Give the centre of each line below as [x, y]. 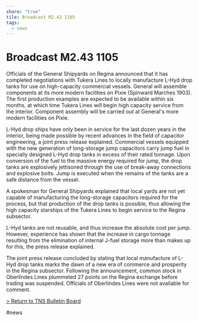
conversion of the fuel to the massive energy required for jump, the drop [94, 161]
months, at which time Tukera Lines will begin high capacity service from [95, 105]
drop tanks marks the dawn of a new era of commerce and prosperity [102, 265]
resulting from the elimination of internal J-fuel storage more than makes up [98, 240]
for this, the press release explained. [51, 247]
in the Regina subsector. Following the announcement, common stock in [94, 271]
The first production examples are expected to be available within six [90, 99]
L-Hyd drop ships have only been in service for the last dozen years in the [96, 129]
